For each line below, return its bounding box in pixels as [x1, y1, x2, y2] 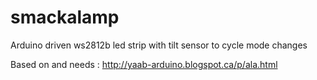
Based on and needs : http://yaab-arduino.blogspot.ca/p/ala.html [10, 58, 278, 70]
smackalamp [10, 6, 120, 29]
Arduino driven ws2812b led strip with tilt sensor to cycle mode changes [10, 39, 308, 51]
